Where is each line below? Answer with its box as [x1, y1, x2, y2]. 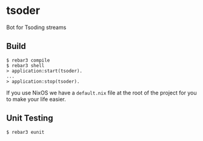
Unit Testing [6, 113, 53, 123]
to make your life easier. [6, 95, 67, 103]
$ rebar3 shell [6, 62, 45, 68]
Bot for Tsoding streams [6, 24, 67, 31]
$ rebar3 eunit [6, 129, 45, 135]
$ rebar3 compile [6, 57, 50, 64]
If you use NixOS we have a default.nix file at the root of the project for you [6, 89, 197, 96]
